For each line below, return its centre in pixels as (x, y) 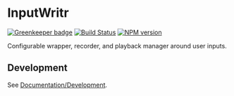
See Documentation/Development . (57, 85)
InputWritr (38, 13)
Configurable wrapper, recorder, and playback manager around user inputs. (117, 46)
